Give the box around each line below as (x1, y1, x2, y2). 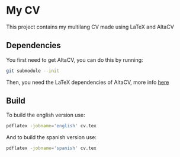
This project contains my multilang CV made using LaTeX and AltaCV (6, 23, 175, 30)
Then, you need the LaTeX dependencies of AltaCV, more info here (6, 78, 169, 86)
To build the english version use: (6, 111, 86, 119)
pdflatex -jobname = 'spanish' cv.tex (6, 145, 97, 152)
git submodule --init (6, 68, 60, 74)
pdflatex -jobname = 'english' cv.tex (6, 123, 97, 129)
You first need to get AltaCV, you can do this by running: (6, 56, 143, 63)
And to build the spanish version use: (6, 134, 97, 141)
